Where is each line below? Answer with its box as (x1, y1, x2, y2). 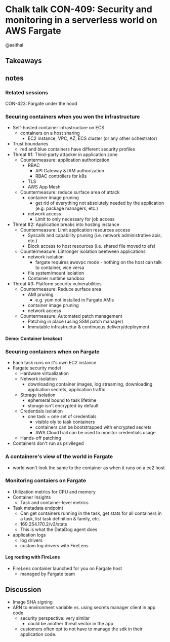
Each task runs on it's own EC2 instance (12, 360, 97, 366)
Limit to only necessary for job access (35, 216, 115, 222)
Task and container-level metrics (20, 499, 89, 505)
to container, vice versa (35, 265, 84, 271)
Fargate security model (12, 365, 61, 371)
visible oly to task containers (35, 419, 95, 425)
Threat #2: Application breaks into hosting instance (12, 221, 120, 228)
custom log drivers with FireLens (20, 542, 89, 548)
